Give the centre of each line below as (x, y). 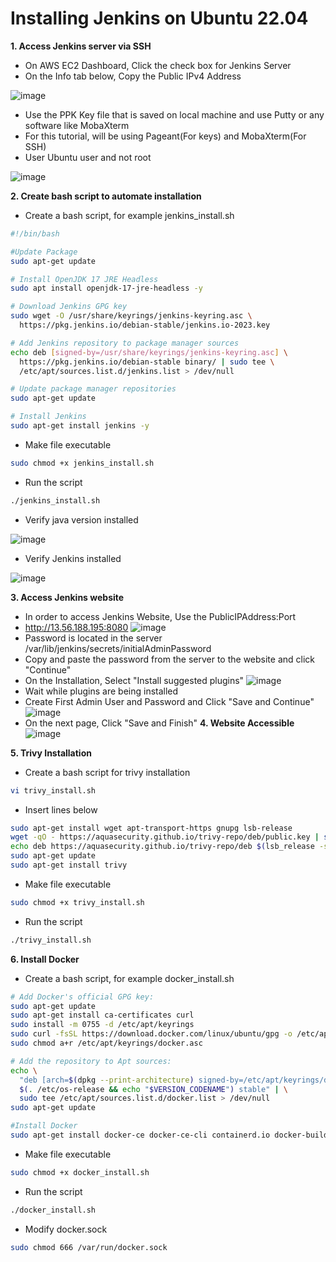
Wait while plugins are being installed (101, 691)
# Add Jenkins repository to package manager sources (125, 343)
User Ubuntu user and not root (88, 157)
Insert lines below (61, 809)
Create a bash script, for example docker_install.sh (129, 978)
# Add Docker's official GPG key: (82, 997)
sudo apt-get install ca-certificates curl (102, 1015)
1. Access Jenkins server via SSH (81, 46)
